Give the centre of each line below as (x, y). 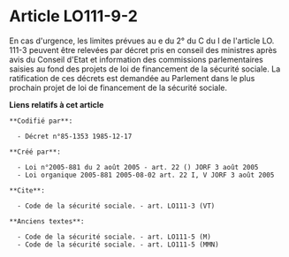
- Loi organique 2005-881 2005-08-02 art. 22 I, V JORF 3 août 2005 (146, 175)
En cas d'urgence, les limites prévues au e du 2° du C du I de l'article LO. (142, 41)
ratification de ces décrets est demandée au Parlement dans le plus (132, 78)
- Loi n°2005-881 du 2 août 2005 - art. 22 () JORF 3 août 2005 (138, 167)
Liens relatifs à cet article (57, 104)
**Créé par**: (35, 152)
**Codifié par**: (41, 121)
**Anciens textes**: (47, 221)
